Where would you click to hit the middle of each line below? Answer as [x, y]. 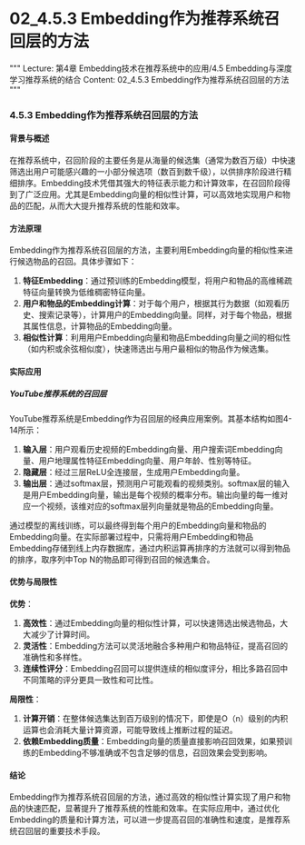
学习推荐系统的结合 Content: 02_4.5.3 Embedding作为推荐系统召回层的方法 [149, 79]
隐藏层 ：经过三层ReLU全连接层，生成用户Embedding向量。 [133, 472]
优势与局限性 [33, 582]
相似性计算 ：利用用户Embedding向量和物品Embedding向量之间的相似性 [157, 338]
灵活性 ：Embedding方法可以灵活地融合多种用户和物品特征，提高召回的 [155, 646]
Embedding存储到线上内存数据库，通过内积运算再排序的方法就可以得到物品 [150, 548]
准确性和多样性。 [54, 657]
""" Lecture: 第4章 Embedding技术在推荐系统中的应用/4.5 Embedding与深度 [151, 68]
